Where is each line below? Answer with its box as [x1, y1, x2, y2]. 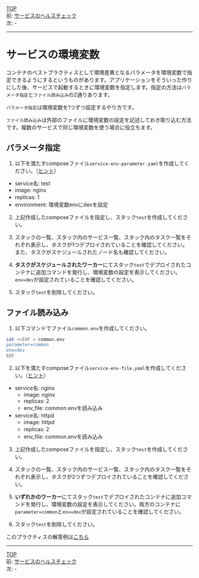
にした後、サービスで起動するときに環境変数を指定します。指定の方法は [6, 83, 182, 91]
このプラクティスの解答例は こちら [6, 533, 89, 541]
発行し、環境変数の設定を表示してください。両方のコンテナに [30, 501, 181, 508]
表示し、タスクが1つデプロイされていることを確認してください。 [30, 241, 188, 248]
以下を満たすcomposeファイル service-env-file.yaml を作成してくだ [14, 365, 182, 372]
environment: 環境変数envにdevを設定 [14, 201, 108, 208]
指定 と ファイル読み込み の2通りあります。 [19, 91, 113, 98]
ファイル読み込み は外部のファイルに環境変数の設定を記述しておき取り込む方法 [6, 116, 192, 124]
